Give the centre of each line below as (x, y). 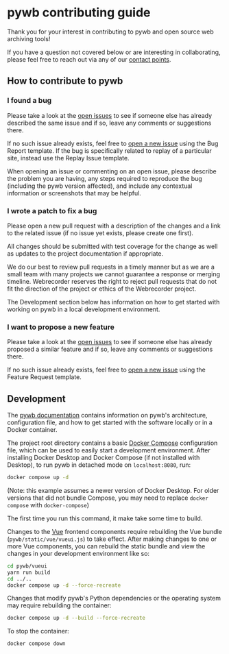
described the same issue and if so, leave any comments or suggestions (109, 123)
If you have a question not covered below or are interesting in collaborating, (114, 52)
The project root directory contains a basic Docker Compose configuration (112, 443)
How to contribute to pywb (65, 81)
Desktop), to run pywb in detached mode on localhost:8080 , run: (99, 465)
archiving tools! (29, 38)
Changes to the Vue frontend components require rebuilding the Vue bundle (115, 531)
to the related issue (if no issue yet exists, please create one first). (100, 233)
